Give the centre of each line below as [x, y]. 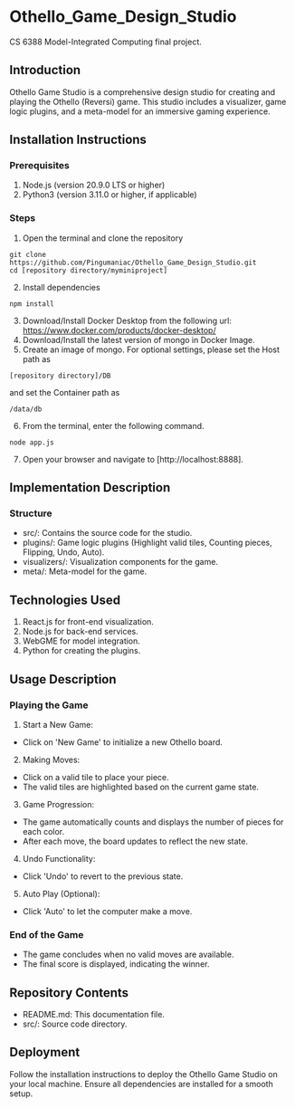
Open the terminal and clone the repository [103, 238]
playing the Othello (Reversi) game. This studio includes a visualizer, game [148, 101]
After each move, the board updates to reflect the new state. [135, 841]
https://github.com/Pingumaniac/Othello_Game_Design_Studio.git [133, 263]
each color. [43, 831]
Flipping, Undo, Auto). [63, 552]
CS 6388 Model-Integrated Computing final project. [105, 42]
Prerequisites [39, 166]
